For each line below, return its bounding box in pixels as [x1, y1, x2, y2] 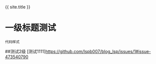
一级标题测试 [5, 23, 57, 33]
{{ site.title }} [5, 4, 31, 10]
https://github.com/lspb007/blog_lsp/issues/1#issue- [45, 48, 151, 54]
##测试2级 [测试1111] [5, 48, 46, 54]
